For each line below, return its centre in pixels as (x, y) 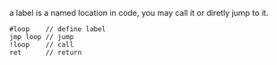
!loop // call (42, 45)
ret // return (46, 53)
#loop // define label (57, 29)
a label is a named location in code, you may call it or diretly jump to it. (139, 13)
